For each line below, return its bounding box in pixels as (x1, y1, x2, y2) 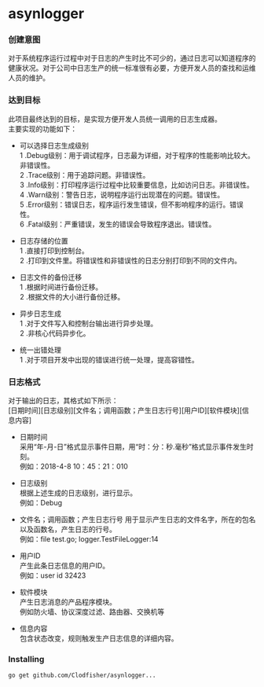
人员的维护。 (8, 73, 49, 83)
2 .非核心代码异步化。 (19, 328, 90, 338)
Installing (8, 654, 45, 664)
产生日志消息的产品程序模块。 (19, 597, 116, 607)
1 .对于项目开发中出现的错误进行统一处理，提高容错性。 (19, 355, 199, 364)
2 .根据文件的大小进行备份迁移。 (19, 292, 125, 301)
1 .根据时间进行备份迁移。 (19, 282, 103, 292)
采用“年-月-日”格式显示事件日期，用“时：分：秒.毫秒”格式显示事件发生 (19, 442, 247, 452)
